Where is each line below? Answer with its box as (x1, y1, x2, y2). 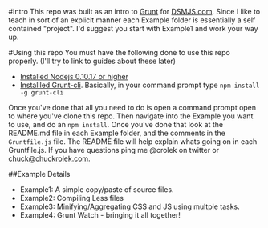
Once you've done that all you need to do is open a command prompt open (8, 103, 257, 112)
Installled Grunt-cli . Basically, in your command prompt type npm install (19, 80, 260, 90)
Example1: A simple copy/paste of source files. (19, 185, 174, 194)
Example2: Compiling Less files (19, 194, 124, 202)
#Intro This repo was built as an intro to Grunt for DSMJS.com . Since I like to (8, 7, 261, 16)
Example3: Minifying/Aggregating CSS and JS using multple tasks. (19, 202, 240, 211)
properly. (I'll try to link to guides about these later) (8, 56, 177, 66)
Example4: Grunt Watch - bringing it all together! (19, 210, 181, 219)
